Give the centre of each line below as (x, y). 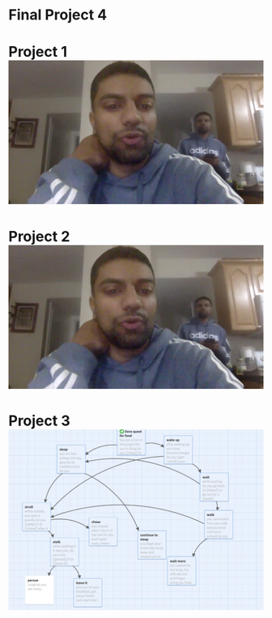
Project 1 (38, 52)
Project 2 (39, 236)
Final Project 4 (58, 15)
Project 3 (39, 421)
